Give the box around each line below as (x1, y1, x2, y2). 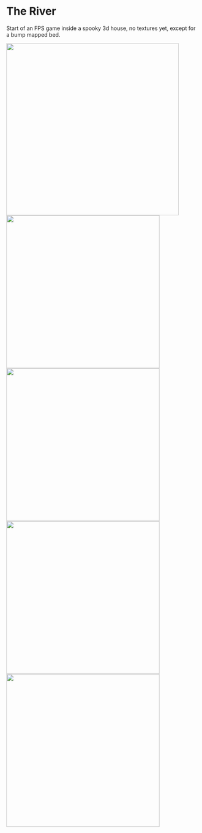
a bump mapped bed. (6, 31, 61, 38)
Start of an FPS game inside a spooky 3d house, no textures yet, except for (6, 24, 196, 32)
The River (6, 4, 56, 18)
